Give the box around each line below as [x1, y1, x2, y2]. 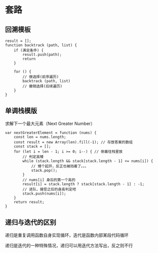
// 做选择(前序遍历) [22, 74, 59, 79]
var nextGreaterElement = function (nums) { [5, 130, 97, 135]
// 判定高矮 [22, 154, 44, 159]
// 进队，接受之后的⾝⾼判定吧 [22, 187, 76, 192]
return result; [14, 199, 45, 204]
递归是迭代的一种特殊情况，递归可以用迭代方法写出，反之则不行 [5, 242, 133, 248]
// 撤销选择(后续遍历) [22, 84, 63, 89]
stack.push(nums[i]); [22, 191, 67, 196]
